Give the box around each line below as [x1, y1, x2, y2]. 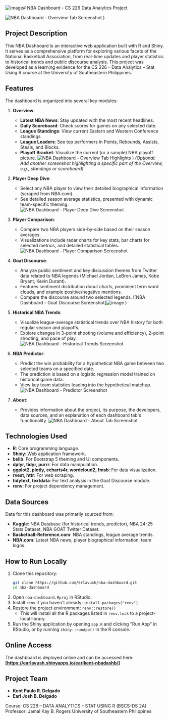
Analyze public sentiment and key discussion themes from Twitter [20, 267, 157, 273]
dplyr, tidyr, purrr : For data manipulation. [12, 462, 98, 468]
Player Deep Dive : [12, 175, 51, 182]
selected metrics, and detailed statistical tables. [20, 242, 120, 248]
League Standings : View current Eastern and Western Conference [20, 128, 159, 134]
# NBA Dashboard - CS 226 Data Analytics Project [23, 5, 128, 11]
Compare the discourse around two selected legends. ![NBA [20, 294, 145, 300]
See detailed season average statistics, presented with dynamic [20, 196, 153, 202]
